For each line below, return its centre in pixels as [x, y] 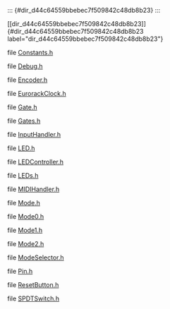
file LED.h [21, 148]
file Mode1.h [25, 230]
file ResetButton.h [33, 285]
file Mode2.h [26, 244]
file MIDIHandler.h [34, 189]
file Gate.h [22, 107]
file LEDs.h [23, 175]
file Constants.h [30, 53]
